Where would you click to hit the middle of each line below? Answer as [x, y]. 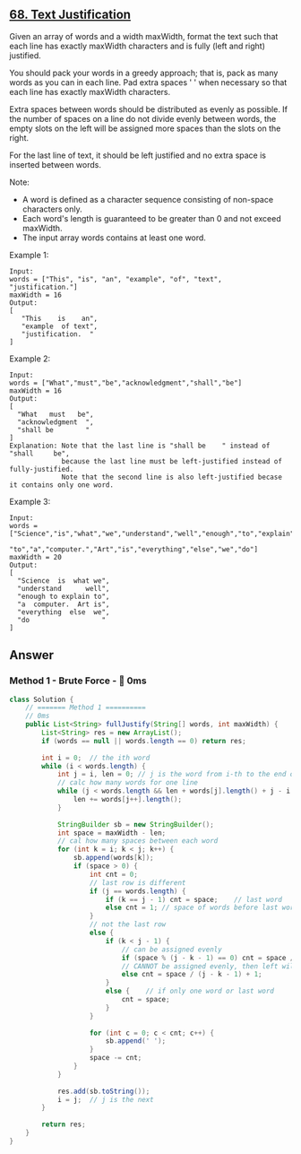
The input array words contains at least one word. [114, 238]
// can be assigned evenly [172, 950]
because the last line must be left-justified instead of [172, 461]
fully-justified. [42, 469]
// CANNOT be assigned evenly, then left [200, 966]
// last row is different [138, 882]
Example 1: [29, 255]
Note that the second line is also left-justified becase [172, 477]
